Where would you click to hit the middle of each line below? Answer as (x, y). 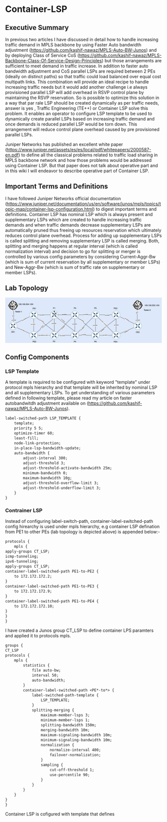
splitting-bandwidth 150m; (69, 725)
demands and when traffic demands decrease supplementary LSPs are (78, 225)
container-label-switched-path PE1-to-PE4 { (52, 601)
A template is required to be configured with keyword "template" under (78, 382)
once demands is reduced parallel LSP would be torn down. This (71, 124)
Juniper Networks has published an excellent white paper (64, 144)
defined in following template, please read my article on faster (69, 398)
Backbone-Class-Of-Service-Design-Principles (53, 60)
